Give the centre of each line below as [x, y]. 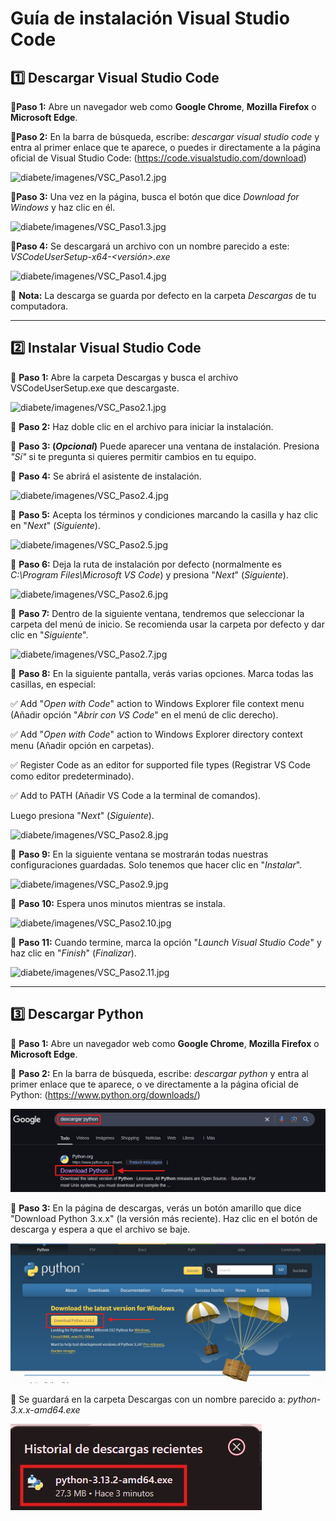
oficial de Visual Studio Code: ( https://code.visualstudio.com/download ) [158, 158]
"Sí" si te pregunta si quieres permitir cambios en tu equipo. [133, 456]
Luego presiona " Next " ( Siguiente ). [82, 815]
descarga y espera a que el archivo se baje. [100, 1229]
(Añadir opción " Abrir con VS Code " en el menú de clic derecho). [144, 714]
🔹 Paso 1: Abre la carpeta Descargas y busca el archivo [124, 377]
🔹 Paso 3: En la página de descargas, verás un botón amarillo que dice [156, 1208]
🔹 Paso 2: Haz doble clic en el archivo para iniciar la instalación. [142, 426]
